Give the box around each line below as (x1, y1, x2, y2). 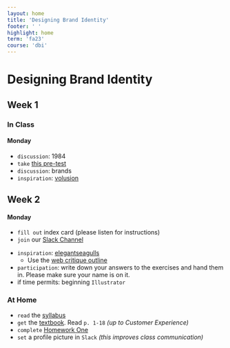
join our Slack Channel (17, 235, 84, 244)
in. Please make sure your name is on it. (17, 271, 131, 279)
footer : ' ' (7, 23, 41, 30)
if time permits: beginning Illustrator (17, 278, 126, 286)
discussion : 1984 (17, 152, 66, 160)
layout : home (7, 10, 45, 17)
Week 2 (7, 194, 41, 206)
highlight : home (7, 29, 54, 36)
